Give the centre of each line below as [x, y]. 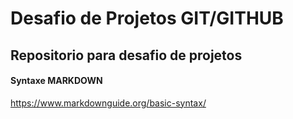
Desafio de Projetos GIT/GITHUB [147, 18]
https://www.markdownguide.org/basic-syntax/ [108, 103]
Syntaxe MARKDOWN [56, 81]
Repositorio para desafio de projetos [126, 55]
